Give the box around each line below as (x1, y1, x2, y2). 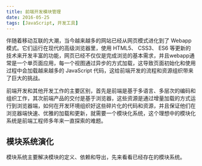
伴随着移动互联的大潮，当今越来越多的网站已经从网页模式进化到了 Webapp (6, 37, 192, 44)
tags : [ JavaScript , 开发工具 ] (6, 20, 78, 26)
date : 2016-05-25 (6, 14, 50, 20)
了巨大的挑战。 (6, 74, 43, 82)
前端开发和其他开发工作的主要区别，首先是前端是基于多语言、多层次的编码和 (6, 87, 196, 95)
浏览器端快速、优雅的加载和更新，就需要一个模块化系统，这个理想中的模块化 (6, 110, 196, 117)
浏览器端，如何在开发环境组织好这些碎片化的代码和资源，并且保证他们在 (16, 102, 196, 110)
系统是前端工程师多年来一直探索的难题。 (6, 117, 106, 125)
